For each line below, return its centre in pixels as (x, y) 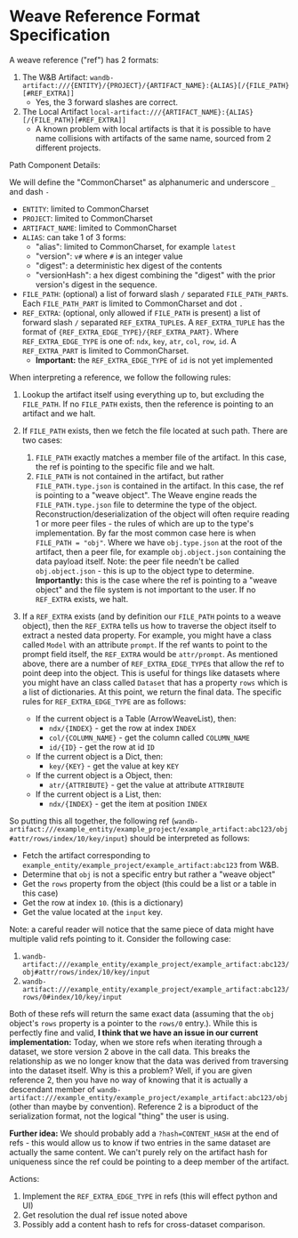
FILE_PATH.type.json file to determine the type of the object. (146, 504)
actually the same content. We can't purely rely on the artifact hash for (139, 1152)
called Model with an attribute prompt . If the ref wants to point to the (145, 644)
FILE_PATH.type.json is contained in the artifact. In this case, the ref (160, 486)
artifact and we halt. (59, 413)
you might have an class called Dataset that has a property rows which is (155, 682)
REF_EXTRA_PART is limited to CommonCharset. (105, 350)
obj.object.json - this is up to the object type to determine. (145, 570)
